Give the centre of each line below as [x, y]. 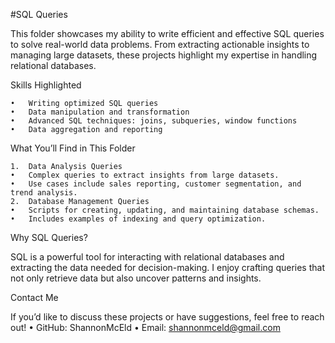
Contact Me [34, 297]
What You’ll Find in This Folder [73, 148]
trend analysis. [44, 193]
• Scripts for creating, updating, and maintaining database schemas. [165, 210]
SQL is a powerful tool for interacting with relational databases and [147, 257]
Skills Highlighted [46, 85]
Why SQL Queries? [49, 237]
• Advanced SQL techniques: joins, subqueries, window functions [154, 121]
